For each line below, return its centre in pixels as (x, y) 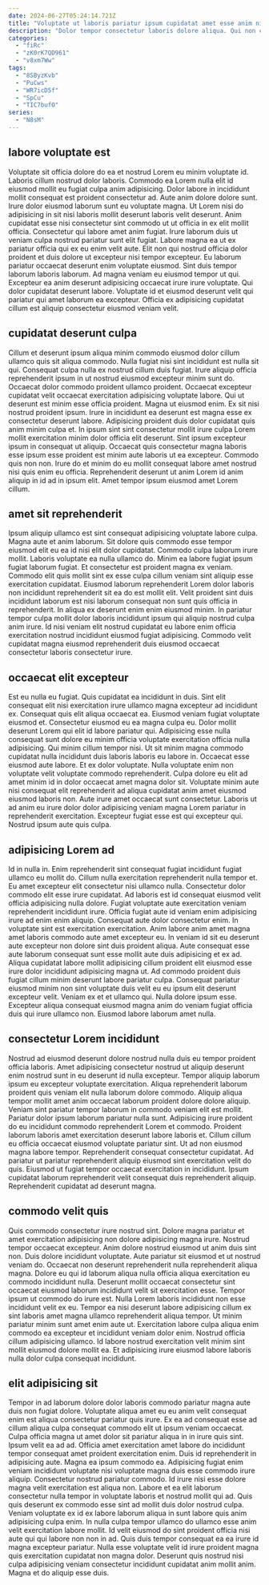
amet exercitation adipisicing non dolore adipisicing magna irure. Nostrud (129, 1239)
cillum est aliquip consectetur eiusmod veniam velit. (94, 308)
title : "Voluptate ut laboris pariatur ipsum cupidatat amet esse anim (130, 23)
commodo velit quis (59, 1211)
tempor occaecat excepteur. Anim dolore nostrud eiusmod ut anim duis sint (132, 1248)
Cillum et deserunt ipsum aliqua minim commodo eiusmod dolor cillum (124, 353)
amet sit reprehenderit (65, 514)
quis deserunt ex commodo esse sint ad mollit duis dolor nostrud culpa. (126, 1505)
